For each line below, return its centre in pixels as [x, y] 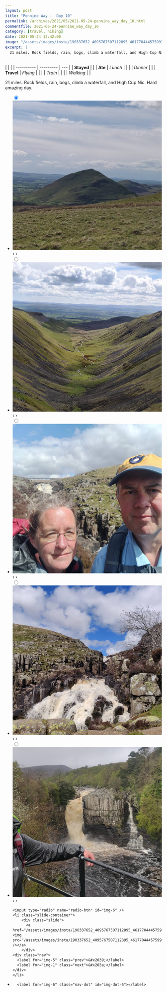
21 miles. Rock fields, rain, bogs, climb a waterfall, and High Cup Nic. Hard [81, 82]
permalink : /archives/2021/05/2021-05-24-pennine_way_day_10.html [75, 21]
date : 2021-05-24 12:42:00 [33, 37]
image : [12, 42]
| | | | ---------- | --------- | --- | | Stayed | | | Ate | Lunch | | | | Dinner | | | [80, 67]
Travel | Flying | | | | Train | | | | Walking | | [48, 73]
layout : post [19, 10]
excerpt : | [16, 47]
